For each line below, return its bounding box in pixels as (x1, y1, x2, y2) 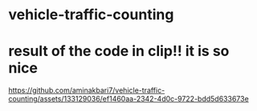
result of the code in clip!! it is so (8, 42, 230, 61)
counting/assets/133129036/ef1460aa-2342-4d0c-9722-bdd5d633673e (8, 94, 249, 104)
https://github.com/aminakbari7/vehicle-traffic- (8, 85, 165, 95)
